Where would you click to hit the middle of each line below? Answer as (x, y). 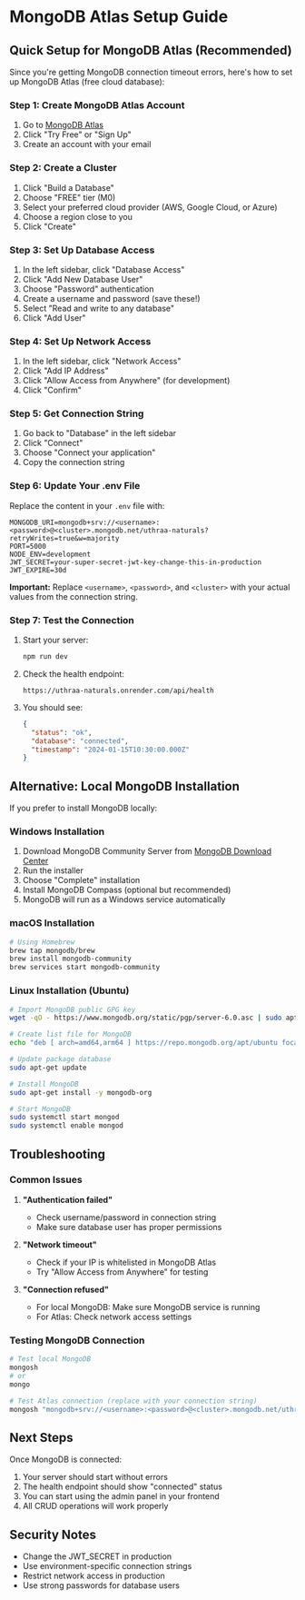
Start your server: (55, 640)
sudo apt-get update (49, 1068)
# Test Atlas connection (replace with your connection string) (133, 1401)
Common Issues (46, 1180)
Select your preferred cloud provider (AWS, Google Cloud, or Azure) (150, 207)
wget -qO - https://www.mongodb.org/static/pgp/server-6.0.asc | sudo (146, 1018)
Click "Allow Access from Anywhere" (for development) (126, 381)
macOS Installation (52, 923)
